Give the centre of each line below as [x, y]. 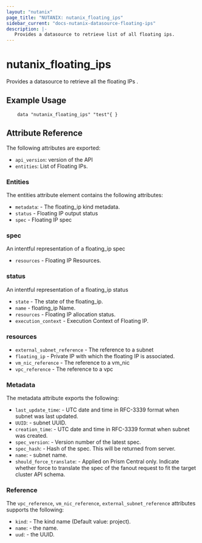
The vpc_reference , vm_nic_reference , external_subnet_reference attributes [101, 503]
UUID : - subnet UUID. [41, 423]
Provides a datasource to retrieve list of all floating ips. [94, 35]
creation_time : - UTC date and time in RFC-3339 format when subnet [102, 429]
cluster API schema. [40, 474]
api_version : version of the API [54, 159]
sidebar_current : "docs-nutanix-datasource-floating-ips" [81, 23]
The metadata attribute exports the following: [63, 398]
